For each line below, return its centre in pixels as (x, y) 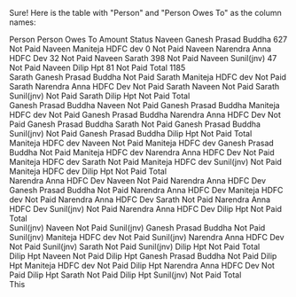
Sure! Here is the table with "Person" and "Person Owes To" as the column (145, 13)
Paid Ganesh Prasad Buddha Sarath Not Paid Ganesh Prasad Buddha (135, 124)
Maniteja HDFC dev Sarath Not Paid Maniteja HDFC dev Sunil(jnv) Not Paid (145, 162)
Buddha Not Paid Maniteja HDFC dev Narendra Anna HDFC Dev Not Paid (142, 152)
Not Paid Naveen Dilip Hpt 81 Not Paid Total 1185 (97, 67)
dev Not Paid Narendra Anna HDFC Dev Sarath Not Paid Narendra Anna (140, 199)
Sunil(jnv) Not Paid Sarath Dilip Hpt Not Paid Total (100, 96)
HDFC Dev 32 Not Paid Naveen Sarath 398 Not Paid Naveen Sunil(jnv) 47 (143, 58)
